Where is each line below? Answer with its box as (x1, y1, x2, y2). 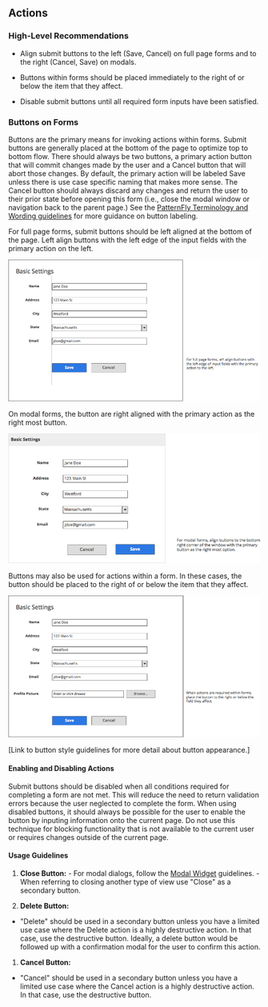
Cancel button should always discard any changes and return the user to (8, 186, 248, 195)
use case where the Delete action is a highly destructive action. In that (19, 925, 252, 934)
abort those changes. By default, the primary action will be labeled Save (8, 168, 246, 178)
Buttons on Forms (8, 116, 79, 127)
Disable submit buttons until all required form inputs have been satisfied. (19, 96, 259, 106)
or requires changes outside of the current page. (8, 832, 170, 842)
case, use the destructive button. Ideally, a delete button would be (19, 933, 238, 943)
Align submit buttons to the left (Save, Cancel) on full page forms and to (19, 48, 258, 58)
